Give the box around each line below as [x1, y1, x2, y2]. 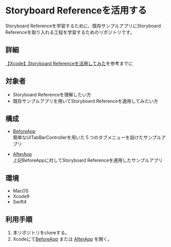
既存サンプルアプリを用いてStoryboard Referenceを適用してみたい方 [12, 98, 158, 104]
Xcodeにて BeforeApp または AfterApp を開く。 [12, 236, 112, 242]
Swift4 [12, 199, 27, 205]
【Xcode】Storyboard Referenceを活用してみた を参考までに [5, 60, 134, 66]
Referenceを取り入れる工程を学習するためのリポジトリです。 [5, 29, 135, 35]
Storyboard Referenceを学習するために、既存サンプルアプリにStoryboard [5, 23, 161, 29]
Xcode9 [12, 193, 30, 200]
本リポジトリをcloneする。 [12, 230, 70, 236]
